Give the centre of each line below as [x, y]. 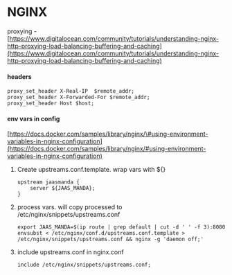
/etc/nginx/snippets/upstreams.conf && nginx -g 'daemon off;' [110, 240]
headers [20, 76]
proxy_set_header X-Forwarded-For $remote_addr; [79, 98]
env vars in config [34, 118]
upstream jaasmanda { [48, 182]
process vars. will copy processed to [70, 207]
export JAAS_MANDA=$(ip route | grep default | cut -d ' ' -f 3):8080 [121, 227]
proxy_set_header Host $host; [51, 104]
